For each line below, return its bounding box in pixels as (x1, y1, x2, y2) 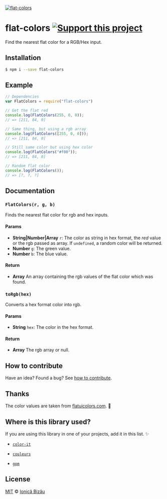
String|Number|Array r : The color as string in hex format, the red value (12, 235, 161, 241)
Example (5, 81, 33, 90)
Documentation (5, 187, 55, 195)
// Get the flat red (5, 108, 49, 113)
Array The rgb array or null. (12, 347, 70, 353)
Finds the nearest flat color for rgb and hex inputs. (5, 212, 109, 218)
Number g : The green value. (12, 245, 71, 251)
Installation (5, 53, 41, 62)
